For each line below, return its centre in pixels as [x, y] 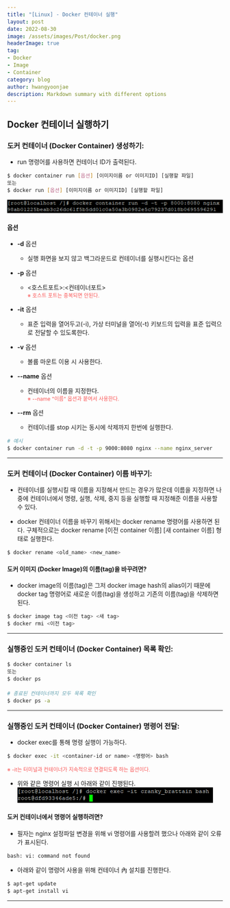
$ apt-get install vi [38, 891]
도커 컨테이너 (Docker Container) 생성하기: [76, 145]
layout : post [26, 22]
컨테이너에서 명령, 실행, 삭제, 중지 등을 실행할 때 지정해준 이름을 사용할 [124, 499]
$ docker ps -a [29, 701]
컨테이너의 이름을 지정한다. [63, 391]
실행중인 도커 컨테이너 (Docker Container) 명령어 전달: [93, 726]
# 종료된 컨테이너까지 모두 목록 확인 [52, 693]
